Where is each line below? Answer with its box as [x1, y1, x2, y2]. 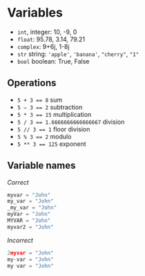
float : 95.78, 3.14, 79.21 [17, 35, 85, 43]
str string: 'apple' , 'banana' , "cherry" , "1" [17, 50, 139, 58]
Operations [7, 77, 57, 89]
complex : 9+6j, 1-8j [17, 42, 70, 50]
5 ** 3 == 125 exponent [17, 140, 86, 148]
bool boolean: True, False [17, 57, 90, 65]
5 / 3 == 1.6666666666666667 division [17, 118, 125, 126]
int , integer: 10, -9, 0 [17, 28, 77, 36]
